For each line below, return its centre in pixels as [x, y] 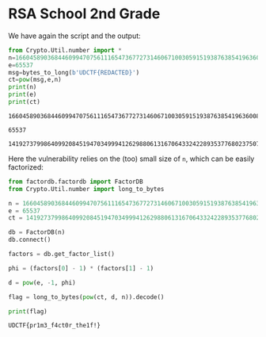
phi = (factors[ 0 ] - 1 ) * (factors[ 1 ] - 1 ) [81, 268]
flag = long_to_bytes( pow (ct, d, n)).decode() [86, 297]
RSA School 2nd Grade [84, 14]
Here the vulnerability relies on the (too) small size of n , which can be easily [131, 159]
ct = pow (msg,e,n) [35, 80]
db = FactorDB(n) [37, 232]
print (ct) [25, 102]
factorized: [26, 167]
